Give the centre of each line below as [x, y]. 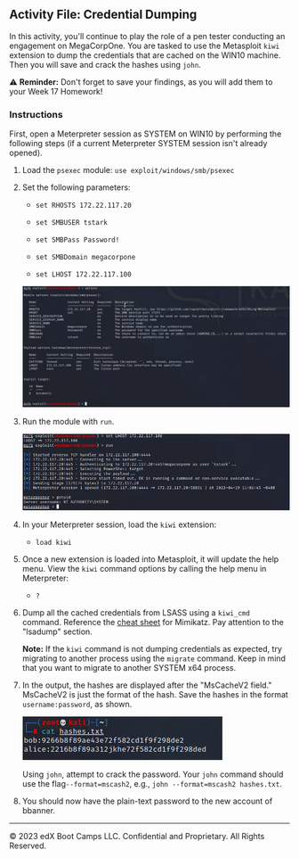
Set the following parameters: [76, 187]
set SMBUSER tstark [72, 223]
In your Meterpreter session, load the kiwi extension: [119, 524]
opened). [26, 153]
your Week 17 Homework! [56, 91]
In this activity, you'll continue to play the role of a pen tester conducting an [147, 36]
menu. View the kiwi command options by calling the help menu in [144, 568]
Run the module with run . [68, 421]
